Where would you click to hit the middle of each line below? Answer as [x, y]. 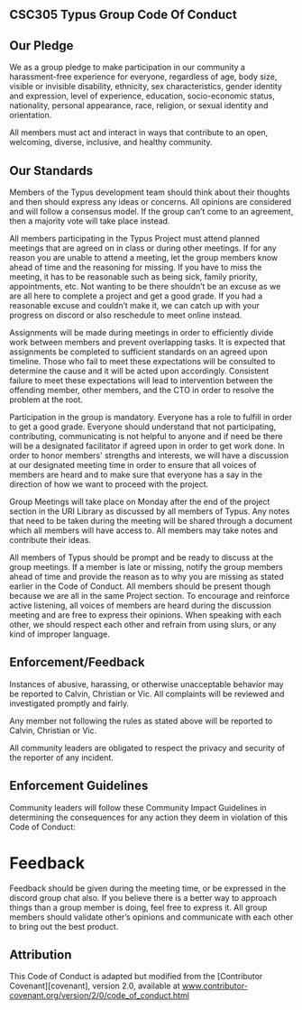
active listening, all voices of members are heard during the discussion [141, 606]
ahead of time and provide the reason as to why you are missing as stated [146, 577]
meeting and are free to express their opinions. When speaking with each [146, 615]
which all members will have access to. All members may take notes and [144, 530]
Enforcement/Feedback [78, 662]
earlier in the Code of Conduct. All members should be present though [140, 586]
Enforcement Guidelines [79, 786]
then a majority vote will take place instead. [90, 221]
